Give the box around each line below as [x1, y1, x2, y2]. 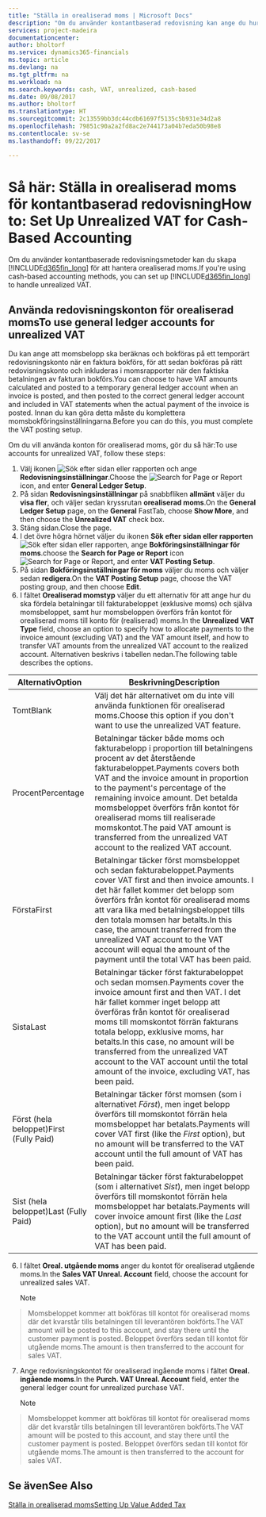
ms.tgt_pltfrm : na [8, 71, 69, 79]
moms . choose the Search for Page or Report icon [19, 548, 184, 558]
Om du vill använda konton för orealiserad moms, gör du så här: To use [8, 440, 237, 450]
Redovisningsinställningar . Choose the [19, 473, 148, 482]
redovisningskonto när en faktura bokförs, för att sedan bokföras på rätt [8, 358, 243, 367]
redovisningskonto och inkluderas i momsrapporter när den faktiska [8, 366, 230, 375]
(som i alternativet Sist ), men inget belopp [94, 1181, 251, 1192]
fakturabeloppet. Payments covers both [94, 762, 240, 774]
